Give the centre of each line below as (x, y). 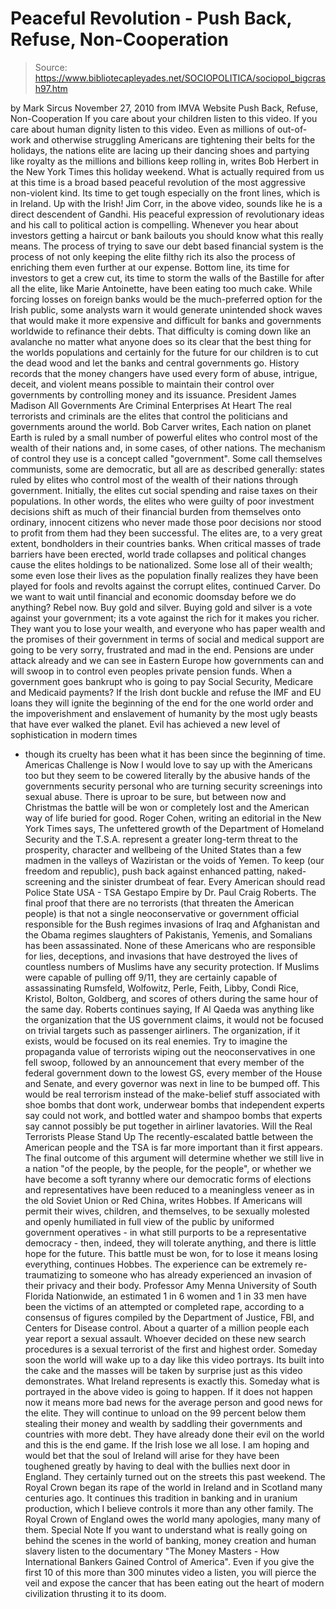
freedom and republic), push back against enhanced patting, (149, 871)
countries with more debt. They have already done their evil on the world (174, 1434)
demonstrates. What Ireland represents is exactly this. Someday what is (172, 1381)
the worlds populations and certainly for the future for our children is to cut (164, 352)
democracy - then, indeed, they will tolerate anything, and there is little (170, 1243)
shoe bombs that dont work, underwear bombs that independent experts (174, 1104)
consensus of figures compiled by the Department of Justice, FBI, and (169, 1317)
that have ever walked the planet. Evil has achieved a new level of (145, 724)
